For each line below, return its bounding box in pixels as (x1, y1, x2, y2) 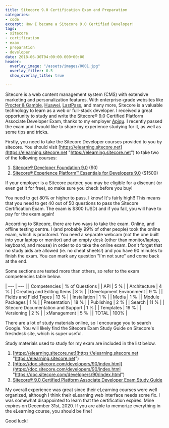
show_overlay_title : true (10, 73, 65, 78)
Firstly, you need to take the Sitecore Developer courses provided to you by (5, 138, 162, 144)
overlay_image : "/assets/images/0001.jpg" (10, 64, 100, 69)
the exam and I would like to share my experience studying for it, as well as (5, 123, 161, 129)
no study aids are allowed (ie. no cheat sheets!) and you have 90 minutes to (5, 247, 163, 253)
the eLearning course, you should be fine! (5, 408, 92, 414)
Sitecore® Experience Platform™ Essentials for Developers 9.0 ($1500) (12, 170, 158, 176)
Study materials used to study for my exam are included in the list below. (5, 340, 156, 346)
